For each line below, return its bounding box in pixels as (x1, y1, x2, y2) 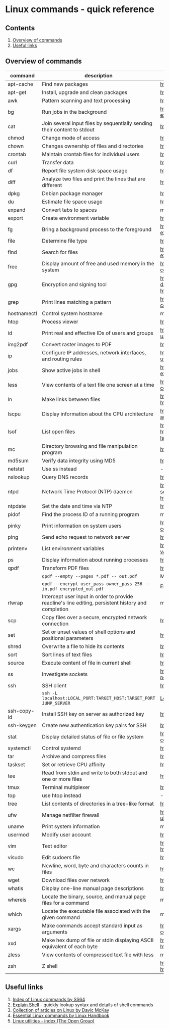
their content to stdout (42, 126, 95, 133)
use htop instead (42, 792, 81, 799)
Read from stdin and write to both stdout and (42, 769, 147, 776)
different (42, 181, 62, 189)
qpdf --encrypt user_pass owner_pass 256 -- (42, 581, 150, 587)
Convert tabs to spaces (42, 206, 97, 213)
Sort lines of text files (42, 651, 92, 658)
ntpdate (8, 502, 26, 509)
